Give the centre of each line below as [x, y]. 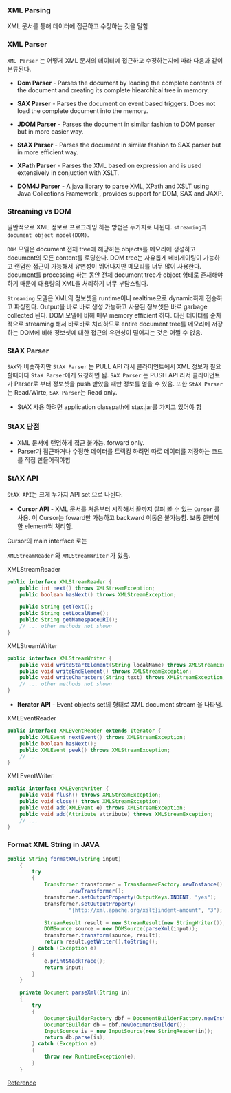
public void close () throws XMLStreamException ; [90, 802]
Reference [22, 1083]
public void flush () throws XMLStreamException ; [90, 795]
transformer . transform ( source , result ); [102, 935]
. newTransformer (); [97, 891]
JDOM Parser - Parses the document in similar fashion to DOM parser [116, 124]
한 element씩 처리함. [45, 526]
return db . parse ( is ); [75, 1038]
